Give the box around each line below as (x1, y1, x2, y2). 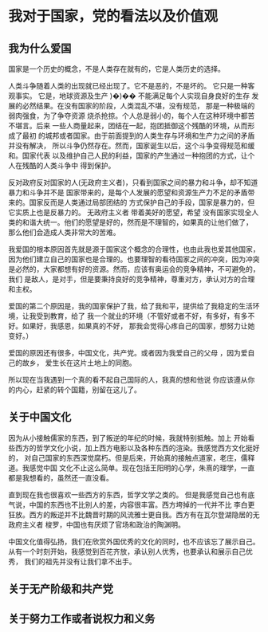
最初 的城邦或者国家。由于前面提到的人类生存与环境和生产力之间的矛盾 (22, 131, 255, 140)
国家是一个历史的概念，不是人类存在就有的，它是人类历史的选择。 (8, 65, 225, 73)
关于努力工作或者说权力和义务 (8, 611, 156, 626)
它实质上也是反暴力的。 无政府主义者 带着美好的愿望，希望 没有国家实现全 (8, 208, 252, 217)
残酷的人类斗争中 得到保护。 (22, 161, 116, 170)
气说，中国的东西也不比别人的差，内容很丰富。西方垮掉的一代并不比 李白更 (8, 500, 255, 509)
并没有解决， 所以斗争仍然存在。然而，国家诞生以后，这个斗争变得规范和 (8, 141, 248, 150)
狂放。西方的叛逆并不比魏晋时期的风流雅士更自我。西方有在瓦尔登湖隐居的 (8, 509, 253, 519)
